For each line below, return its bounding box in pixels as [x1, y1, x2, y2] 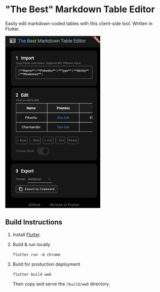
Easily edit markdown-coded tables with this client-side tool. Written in [5, 20, 153, 26]
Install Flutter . [12, 231, 42, 238]
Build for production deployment [12, 261, 81, 267]
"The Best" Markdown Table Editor [5, 4, 155, 15]
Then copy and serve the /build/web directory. [12, 281, 110, 287]
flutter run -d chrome [12, 252, 61, 257]
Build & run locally [12, 241, 51, 247]
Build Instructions [5, 218, 63, 227]
